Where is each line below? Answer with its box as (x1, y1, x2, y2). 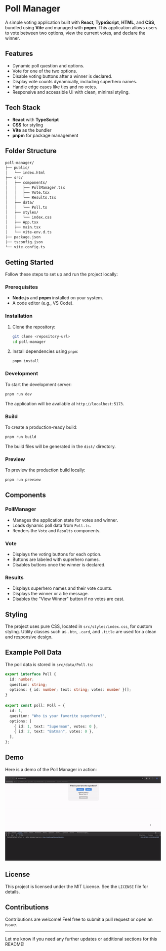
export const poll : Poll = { (5, 703, 65, 708)
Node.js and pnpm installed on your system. (12, 295, 103, 301)
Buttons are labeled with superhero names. (12, 556, 100, 562)
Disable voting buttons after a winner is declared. (12, 73, 113, 79)
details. (5, 889, 20, 895)
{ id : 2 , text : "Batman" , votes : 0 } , (14, 729, 94, 734)
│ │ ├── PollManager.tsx (5, 185, 65, 190)
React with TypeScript (12, 116, 59, 122)
